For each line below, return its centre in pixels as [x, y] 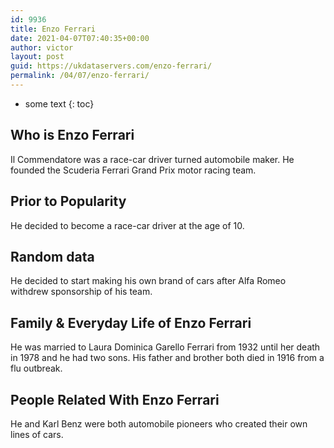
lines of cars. [37, 434]
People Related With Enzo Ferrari [115, 399]
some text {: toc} [59, 103]
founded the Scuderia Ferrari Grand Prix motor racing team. [133, 170]
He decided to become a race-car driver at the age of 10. [127, 225]
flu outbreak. [36, 368]
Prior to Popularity [68, 201]
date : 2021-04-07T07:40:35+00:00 [80, 38]
